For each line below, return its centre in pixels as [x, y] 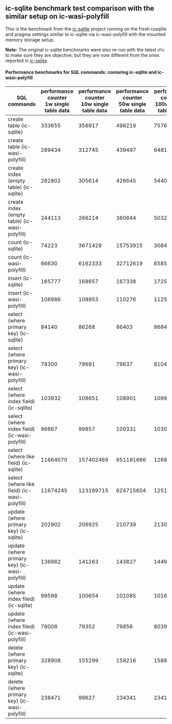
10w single [95, 104]
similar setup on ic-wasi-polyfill [57, 17]
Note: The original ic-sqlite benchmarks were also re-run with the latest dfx [85, 50]
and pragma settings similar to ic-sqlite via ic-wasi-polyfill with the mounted [85, 34]
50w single [132, 104]
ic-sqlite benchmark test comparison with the [80, 8]
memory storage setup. [30, 40]
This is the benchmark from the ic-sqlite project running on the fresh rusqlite [86, 29]
